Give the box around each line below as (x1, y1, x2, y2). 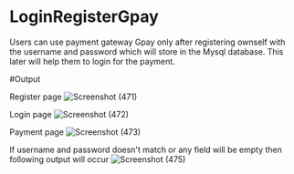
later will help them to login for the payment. (9, 56, 175, 67)
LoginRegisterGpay (9, 6, 160, 27)
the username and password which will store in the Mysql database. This (9, 46, 284, 56)
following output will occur (9, 153, 110, 165)
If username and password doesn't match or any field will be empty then (9, 144, 283, 155)
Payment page (9, 126, 64, 138)
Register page (9, 91, 62, 102)
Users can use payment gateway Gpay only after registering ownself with (9, 36, 286, 47)
